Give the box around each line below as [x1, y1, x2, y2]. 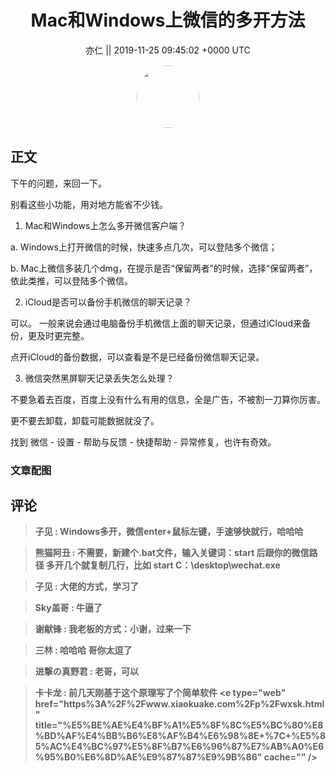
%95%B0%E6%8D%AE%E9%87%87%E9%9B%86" [34, 751, 263, 763]
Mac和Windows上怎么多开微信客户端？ [24, 219, 187, 231]
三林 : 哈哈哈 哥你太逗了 [34, 644, 133, 656]
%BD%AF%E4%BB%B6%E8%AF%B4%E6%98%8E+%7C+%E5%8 [34, 730, 327, 742]
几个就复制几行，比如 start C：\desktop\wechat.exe [63, 559, 281, 571]
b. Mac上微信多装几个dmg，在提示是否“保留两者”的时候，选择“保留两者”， [10, 262, 318, 274]
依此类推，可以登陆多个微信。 [10, 274, 133, 286]
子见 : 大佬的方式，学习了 [34, 581, 140, 593]
